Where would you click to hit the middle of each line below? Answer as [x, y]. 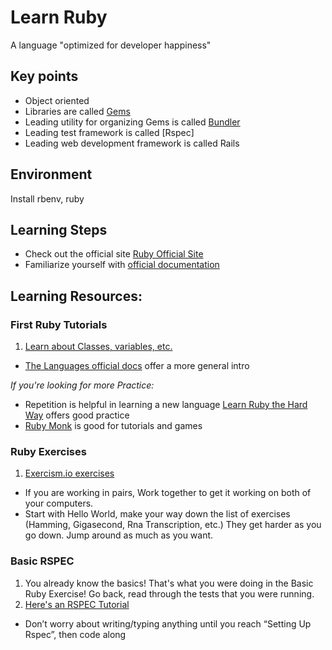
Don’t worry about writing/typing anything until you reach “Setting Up [168, 623]
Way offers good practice [77, 415]
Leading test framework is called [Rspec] [109, 132]
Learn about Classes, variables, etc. [98, 347]
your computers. [59, 503]
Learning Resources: [76, 296]
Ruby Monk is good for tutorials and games [113, 426]
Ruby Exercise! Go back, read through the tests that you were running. [169, 593]
